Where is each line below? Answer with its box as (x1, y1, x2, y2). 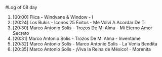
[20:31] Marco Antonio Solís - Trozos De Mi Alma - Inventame (12, 35, 141, 41)
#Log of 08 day (5, 5, 37, 10)
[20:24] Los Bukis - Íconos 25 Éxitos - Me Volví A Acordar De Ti (12, 20, 146, 25)
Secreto (12, 30, 29, 36)
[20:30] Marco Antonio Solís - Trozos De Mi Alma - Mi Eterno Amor (12, 25, 153, 31)
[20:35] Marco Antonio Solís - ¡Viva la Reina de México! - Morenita (12, 46, 151, 52)
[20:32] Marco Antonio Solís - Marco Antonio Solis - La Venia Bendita (12, 41, 157, 47)
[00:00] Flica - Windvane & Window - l (12, 14, 94, 20)
